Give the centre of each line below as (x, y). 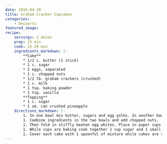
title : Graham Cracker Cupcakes (39, 14)
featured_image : (22, 28)
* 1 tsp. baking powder (47, 88)
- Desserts (25, 24)
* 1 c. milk (36, 83)
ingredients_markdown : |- (41, 51)
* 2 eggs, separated (44, 70)
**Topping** (36, 97)
